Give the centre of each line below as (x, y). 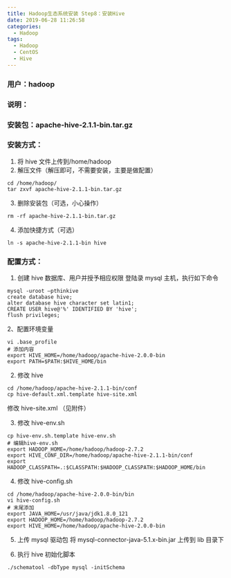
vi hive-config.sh (34, 500)
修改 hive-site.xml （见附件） (48, 408)
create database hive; (40, 297)
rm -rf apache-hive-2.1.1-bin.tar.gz (62, 216)
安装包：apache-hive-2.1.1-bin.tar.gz (70, 125)
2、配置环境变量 (30, 329)
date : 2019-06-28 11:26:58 (46, 20)
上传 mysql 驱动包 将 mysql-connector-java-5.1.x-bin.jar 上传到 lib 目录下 (120, 540)
